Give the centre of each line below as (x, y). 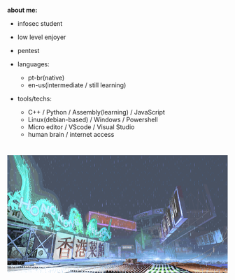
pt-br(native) (46, 78)
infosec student (40, 23)
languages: (34, 64)
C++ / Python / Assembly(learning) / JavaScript (97, 112)
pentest (28, 51)
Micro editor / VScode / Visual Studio (81, 127)
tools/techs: (35, 98)
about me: (22, 10)
